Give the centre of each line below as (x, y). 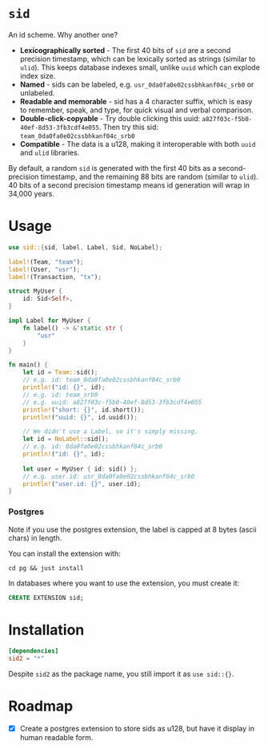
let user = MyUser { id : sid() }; (80, 469)
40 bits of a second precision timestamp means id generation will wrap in (129, 185)
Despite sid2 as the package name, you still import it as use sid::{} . (121, 674)
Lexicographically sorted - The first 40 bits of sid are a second (125, 50)
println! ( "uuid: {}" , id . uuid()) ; (80, 417)
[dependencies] (34, 651)
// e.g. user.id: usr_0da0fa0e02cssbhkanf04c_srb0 (109, 476)
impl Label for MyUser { (50, 321)
